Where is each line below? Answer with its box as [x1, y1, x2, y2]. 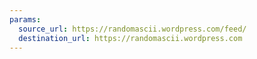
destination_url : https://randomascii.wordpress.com [18, 33, 243, 43]
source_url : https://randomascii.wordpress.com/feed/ [18, 24, 247, 34]
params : [9, 14, 42, 25]
